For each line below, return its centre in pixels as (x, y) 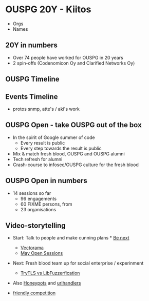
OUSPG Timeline (32, 79)
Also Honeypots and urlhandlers (47, 283)
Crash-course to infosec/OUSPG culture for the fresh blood (76, 165)
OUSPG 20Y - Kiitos (48, 9)
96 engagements (39, 198)
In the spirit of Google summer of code (54, 137)
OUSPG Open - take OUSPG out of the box (74, 125)
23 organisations (38, 209)
